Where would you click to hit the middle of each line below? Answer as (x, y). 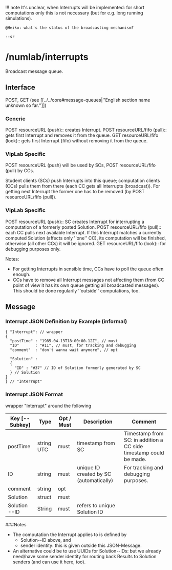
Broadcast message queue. (34, 71)
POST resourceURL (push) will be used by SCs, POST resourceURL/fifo (81, 165)
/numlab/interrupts (47, 57)
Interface (20, 88)
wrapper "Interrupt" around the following (48, 406)
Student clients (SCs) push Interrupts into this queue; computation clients (83, 181)
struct (44, 497)
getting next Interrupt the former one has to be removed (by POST (75, 192)
